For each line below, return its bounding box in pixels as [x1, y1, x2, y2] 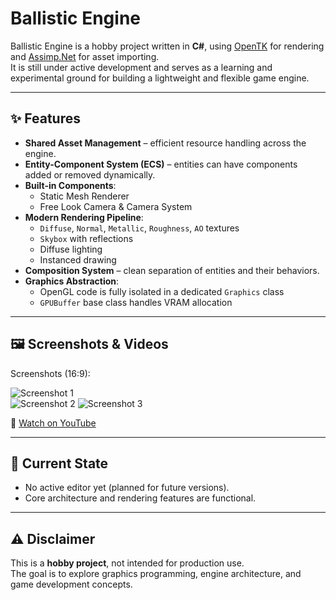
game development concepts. [10, 578, 133, 591]
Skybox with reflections [39, 232, 134, 244]
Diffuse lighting [39, 243, 103, 255]
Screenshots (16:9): [10, 367, 91, 379]
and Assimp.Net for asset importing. [10, 50, 160, 62]
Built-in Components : [24, 179, 117, 191]
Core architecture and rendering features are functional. [24, 492, 257, 504]
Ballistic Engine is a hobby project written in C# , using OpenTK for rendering [10, 40, 325, 52]
